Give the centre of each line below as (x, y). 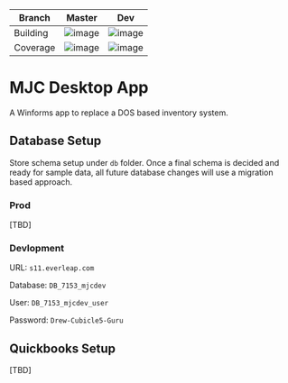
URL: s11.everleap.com (52, 268)
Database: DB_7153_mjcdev (58, 285)
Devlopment (37, 248)
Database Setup (56, 141)
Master (82, 18)
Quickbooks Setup (62, 348)
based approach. (41, 182)
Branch (35, 18)
